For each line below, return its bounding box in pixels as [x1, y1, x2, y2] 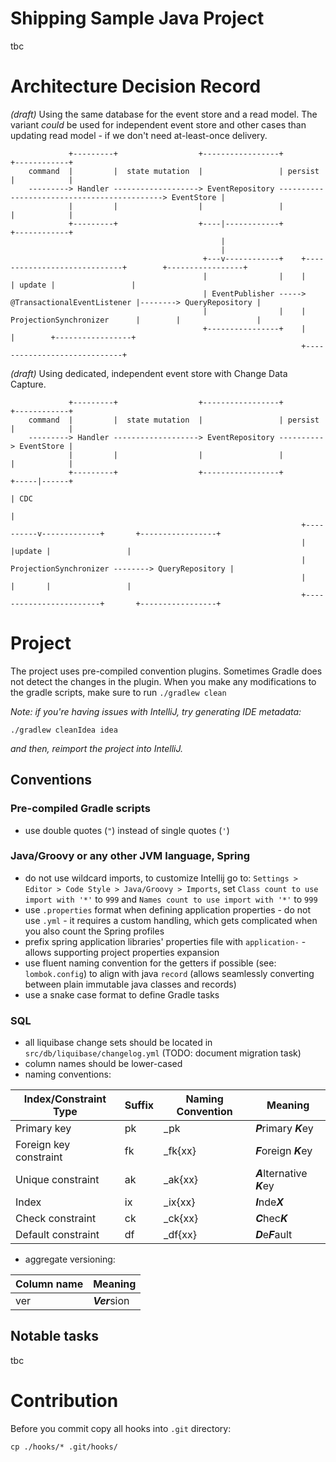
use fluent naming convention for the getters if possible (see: [24, 957, 277, 969]
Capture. [10, 378, 47, 390]
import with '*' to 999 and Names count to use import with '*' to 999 [24, 893, 318, 905]
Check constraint [15, 1212, 97, 1226]
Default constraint [15, 1228, 100, 1242]
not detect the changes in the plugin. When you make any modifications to [10, 675, 317, 687]
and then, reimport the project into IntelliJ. [10, 742, 183, 754]
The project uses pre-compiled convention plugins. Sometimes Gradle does [10, 665, 323, 677]
